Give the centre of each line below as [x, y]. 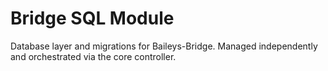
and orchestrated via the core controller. [93, 56]
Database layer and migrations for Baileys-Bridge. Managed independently [164, 46]
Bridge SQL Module [92, 18]
